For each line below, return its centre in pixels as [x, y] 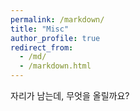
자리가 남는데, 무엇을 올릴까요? [70, 95]
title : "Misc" [40, 29]
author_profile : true [55, 38]
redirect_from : [42, 47]
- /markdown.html [55, 66]
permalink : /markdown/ [57, 19]
